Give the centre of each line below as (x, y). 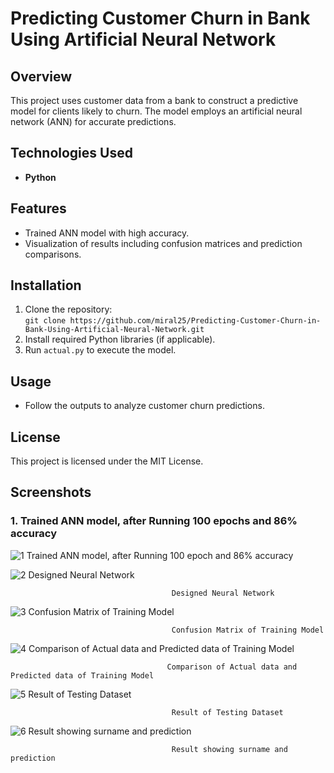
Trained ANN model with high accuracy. (107, 233)
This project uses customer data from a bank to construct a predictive (154, 100)
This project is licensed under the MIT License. (107, 461)
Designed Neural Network (223, 593)
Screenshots (51, 492)
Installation (46, 285)
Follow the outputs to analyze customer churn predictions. (144, 406)
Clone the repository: (68, 309)
